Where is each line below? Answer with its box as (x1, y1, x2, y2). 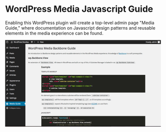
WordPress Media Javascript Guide (5, 3, 153, 15)
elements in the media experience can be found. (5, 30, 104, 36)
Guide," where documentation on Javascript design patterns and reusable (5, 25, 156, 31)
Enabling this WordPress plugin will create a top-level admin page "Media (5, 20, 155, 26)
